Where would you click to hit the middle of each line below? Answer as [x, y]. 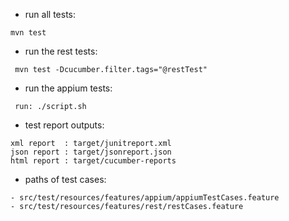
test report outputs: [64, 125]
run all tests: [50, 14]
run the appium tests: [68, 88]
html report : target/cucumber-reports [93, 161]
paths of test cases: [65, 179]
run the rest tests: [61, 51]
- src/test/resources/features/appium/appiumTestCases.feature [145, 198]
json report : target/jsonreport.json [91, 152]
